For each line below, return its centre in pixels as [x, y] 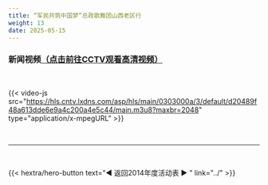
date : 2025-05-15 [37, 30]
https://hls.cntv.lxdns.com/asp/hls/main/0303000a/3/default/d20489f [142, 101]
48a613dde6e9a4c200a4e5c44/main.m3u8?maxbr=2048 [104, 110]
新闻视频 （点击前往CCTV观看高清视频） [86, 60]
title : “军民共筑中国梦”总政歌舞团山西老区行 [75, 15]
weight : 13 [26, 23]
